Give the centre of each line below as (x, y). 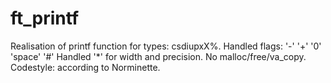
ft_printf (45, 18)
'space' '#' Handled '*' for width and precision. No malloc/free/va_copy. (158, 56)
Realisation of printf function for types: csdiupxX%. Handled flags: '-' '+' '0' (166, 46)
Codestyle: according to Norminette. (85, 67)
